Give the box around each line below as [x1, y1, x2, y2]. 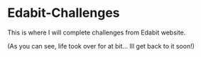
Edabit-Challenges [7, 5, 120, 21]
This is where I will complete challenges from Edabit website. [7, 28, 186, 37]
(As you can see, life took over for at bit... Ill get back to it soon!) [7, 42, 195, 50]
